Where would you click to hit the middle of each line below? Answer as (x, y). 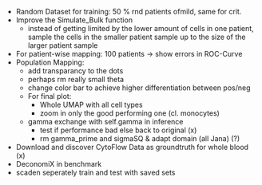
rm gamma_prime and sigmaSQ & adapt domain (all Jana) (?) (140, 138)
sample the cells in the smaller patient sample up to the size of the (137, 37)
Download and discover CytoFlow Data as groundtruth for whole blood (132, 147)
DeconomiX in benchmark (59, 164)
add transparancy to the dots (75, 71)
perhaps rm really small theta (76, 79)
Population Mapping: (50, 62)
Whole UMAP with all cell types (91, 104)
